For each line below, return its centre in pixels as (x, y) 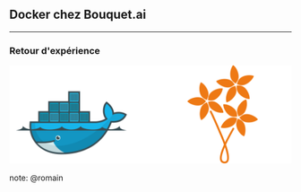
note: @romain (36, 178)
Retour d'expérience (55, 50)
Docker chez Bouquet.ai (77, 15)
